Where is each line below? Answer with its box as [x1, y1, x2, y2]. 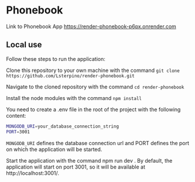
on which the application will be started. [6, 146, 102, 153]
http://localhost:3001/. [6, 169, 60, 176]
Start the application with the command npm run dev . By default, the [6, 157, 173, 164]
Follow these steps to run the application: [6, 55, 105, 62]
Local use [6, 40, 42, 50]
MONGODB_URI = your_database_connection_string [6, 123, 119, 129]
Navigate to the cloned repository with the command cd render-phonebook [6, 83, 184, 90]
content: [6, 112, 26, 119]
